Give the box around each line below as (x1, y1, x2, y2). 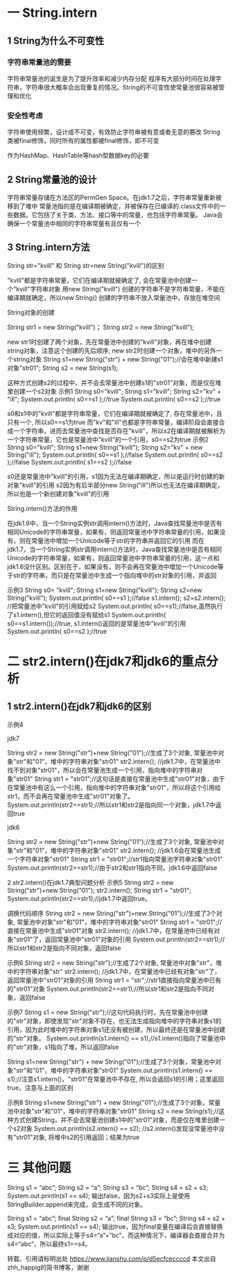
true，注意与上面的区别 (7, 1083, 74, 1092)
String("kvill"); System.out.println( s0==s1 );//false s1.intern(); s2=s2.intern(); (7, 594, 226, 602)
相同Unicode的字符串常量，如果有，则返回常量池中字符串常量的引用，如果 (7, 528, 220, 536)
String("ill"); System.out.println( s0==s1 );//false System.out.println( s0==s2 (7, 451, 223, 459)
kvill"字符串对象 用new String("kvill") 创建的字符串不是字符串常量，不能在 (16, 285, 225, 293)
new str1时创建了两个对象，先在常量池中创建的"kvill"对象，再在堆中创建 (7, 337, 212, 346)
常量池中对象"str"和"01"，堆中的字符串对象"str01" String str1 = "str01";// (16, 918, 222, 926)
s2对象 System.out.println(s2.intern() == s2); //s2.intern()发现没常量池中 (12, 1124, 219, 1132)
